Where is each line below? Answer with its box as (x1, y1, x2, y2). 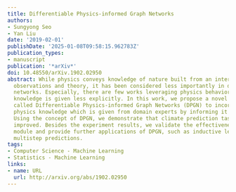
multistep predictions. (13, 134, 83, 141)
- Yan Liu (7, 30, 37, 37)
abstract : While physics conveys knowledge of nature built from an (7, 75, 212, 83)
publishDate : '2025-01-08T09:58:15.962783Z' (7, 43, 140, 50)
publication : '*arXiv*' (7, 63, 77, 70)
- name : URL (7, 167, 42, 174)
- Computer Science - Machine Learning (7, 148, 124, 155)
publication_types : (7, 50, 65, 57)
